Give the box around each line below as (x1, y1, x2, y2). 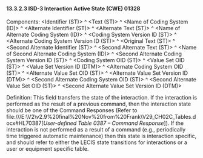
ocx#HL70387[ (6, 119, 44, 127)
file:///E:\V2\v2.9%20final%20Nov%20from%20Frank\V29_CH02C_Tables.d (6, 113, 196, 121)
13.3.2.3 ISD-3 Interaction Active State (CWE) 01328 (6, 5, 141, 12)
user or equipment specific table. (6, 145, 89, 153)
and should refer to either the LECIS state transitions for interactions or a (6, 139, 188, 146)
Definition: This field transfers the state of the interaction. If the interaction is (6, 94, 198, 101)
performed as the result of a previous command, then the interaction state (6, 100, 191, 108)
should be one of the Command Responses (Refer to (6, 107, 138, 114)
